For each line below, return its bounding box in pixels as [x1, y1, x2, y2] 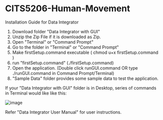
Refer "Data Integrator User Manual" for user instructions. [5, 109, 122, 115]
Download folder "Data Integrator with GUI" [12, 28, 100, 34]
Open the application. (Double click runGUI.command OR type [12, 65, 138, 71]
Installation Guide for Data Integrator [5, 19, 79, 25]
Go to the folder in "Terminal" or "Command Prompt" [12, 44, 119, 50]
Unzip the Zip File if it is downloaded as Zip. [12, 34, 101, 40]
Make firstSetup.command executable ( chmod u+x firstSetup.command [12, 49, 159, 55]
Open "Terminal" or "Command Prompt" [12, 39, 94, 45]
